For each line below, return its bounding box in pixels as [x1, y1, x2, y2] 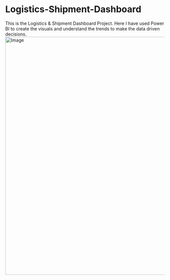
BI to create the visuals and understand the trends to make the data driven [5, 25, 160, 31]
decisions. [5, 31, 27, 37]
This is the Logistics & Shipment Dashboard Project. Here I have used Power [5, 20, 164, 26]
